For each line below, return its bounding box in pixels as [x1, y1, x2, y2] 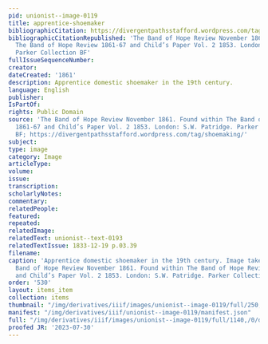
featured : [8, 212, 41, 220]
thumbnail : [8, 301, 45, 309]
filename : [8, 249, 41, 257]
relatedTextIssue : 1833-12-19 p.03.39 [8, 242, 137, 250]
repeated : [8, 219, 41, 227]
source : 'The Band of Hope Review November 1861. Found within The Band [8, 116, 255, 124]
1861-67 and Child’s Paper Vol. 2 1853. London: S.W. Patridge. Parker [15, 123, 259, 131]
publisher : [8, 93, 45, 101]
